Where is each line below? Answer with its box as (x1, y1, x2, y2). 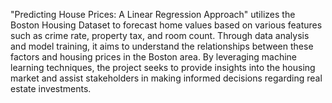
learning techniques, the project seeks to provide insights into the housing (10, 62, 316, 73)
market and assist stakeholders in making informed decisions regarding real (10, 72, 323, 84)
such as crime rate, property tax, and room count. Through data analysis (10, 30, 310, 41)
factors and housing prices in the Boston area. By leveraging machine (10, 51, 297, 63)
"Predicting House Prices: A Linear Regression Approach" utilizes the (10, 9, 296, 20)
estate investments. (10, 83, 92, 94)
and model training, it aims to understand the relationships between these (10, 40, 314, 52)
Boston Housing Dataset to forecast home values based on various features (10, 19, 323, 31)
